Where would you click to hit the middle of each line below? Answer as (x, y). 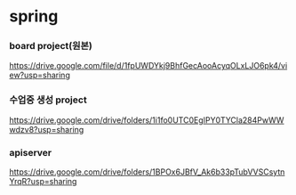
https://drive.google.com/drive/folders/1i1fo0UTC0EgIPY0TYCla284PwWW (147, 120)
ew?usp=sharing (40, 75)
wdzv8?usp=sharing (47, 129)
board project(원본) (51, 46)
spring (34, 16)
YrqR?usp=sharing (43, 182)
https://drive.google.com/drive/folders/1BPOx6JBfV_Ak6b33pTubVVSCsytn (147, 172)
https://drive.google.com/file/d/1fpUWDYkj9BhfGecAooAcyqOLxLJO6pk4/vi (148, 66)
